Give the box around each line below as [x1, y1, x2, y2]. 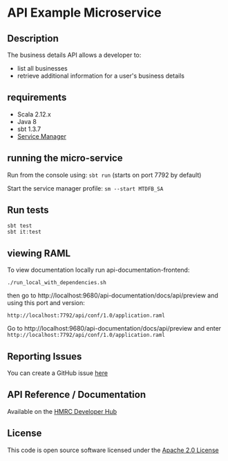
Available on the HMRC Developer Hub [7, 407, 117, 415]
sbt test [7, 223, 32, 229]
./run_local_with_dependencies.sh [7, 279, 107, 286]
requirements [7, 92, 67, 103]
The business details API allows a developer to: [7, 51, 142, 59]
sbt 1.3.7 [17, 125, 41, 133]
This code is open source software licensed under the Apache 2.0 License [7, 446, 219, 454]
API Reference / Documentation [7, 389, 146, 401]
